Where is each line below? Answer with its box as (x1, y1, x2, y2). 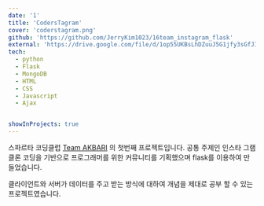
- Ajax (15, 99, 37, 107)
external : (8, 41, 41, 49)
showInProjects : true (8, 120, 79, 128)
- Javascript (15, 92, 58, 100)
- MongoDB (15, 70, 47, 78)
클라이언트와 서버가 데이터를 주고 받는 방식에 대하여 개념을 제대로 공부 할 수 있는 (8, 179, 254, 189)
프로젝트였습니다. (8, 189, 61, 198)
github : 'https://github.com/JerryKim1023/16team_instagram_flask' (8, 33, 234, 42)
